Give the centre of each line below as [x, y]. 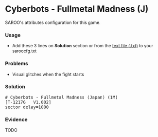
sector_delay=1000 [27, 107]
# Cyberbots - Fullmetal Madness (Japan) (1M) [61, 97]
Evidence [16, 119]
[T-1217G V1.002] [28, 102]
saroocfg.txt [24, 51]
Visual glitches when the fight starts [48, 74]
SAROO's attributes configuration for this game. [53, 22]
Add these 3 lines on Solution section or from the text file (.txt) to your [83, 46]
